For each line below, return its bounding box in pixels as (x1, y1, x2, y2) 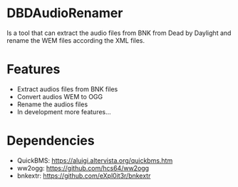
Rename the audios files (16, 100, 88, 108)
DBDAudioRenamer (6, 5, 123, 21)
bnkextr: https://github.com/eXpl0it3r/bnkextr (16, 171, 151, 180)
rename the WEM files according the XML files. (6, 36, 145, 44)
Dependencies (6, 133, 95, 149)
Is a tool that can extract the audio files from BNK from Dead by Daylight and (6, 29, 232, 37)
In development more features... (16, 107, 111, 116)
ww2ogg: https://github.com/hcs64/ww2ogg (16, 163, 150, 172)
